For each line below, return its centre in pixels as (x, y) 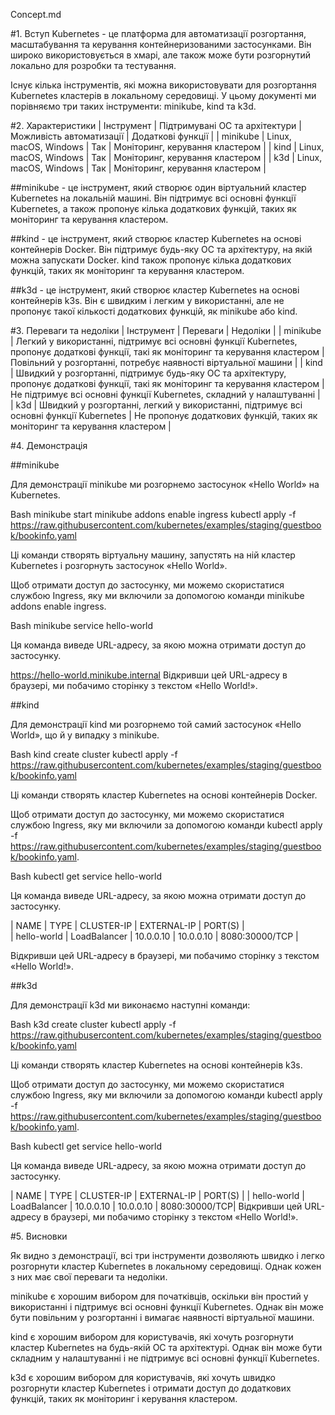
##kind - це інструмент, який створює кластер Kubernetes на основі (156, 238)
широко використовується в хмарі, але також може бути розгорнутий (161, 55)
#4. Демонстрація (49, 445)
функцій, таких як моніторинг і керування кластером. (124, 1398)
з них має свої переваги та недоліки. (89, 1277)
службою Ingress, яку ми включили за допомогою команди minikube (157, 595)
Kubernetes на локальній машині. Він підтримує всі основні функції (153, 198)
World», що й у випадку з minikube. (85, 735)
